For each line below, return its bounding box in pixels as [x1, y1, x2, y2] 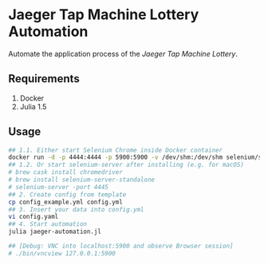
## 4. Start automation [8, 220, 88, 228]
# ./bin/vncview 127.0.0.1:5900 [8, 249, 116, 257]
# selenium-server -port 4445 [8, 183, 109, 191]
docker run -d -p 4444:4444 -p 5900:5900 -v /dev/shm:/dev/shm [8, 153, 223, 161]
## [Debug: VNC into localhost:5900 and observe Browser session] [8, 242, 234, 251]
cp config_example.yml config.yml [8, 198, 124, 206]
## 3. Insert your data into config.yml [8, 205, 145, 213]
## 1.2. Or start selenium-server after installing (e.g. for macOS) [8, 161, 245, 169]
